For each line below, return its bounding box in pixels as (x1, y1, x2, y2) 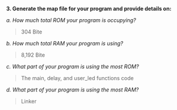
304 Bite (20, 28, 43, 35)
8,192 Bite (20, 51, 45, 59)
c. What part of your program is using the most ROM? (6, 63, 139, 70)
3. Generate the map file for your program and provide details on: (6, 5, 172, 12)
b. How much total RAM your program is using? (6, 40, 124, 47)
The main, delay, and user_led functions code (20, 75, 134, 81)
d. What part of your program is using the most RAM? (6, 86, 139, 93)
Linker (20, 98, 37, 105)
